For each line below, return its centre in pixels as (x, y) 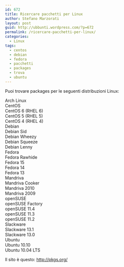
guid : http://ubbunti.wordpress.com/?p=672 (49, 28)
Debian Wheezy (21, 136)
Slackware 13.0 (20, 234)
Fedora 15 (15, 162)
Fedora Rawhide (21, 157)
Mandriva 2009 (20, 193)
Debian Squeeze (21, 142)
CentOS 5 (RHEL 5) (24, 116)
